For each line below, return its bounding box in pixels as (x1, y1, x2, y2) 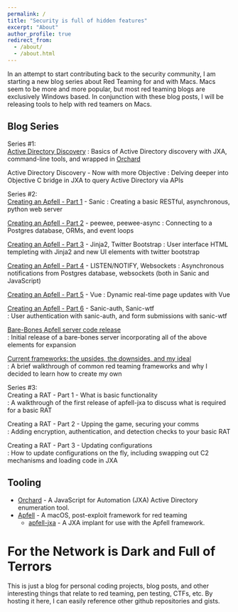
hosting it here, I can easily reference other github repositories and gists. (7, 597, 220, 606)
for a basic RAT (7, 406, 52, 414)
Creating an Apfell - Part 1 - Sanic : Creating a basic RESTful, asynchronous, (7, 197, 230, 206)
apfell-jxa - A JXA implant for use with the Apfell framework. (28, 518, 205, 527)
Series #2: (7, 189, 38, 198)
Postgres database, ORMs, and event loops (7, 226, 134, 235)
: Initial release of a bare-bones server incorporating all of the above (7, 332, 207, 342)
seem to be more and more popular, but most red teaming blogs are (7, 85, 206, 93)
